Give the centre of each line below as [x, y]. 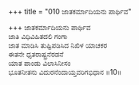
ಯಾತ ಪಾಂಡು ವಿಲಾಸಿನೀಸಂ [40, 63]
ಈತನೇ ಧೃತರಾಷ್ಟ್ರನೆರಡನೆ [36, 54]
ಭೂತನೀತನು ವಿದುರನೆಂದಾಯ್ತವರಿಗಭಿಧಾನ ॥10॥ [65, 72]
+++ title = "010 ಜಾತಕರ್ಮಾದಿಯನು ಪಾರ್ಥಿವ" [70, 12]
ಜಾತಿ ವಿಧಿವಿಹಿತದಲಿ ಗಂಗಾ [38, 36]
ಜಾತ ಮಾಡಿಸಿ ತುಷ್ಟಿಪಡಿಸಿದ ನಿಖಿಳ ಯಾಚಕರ [58, 45]
